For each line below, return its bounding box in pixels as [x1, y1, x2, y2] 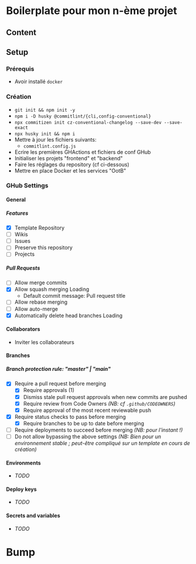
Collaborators [6, 326, 40, 333]
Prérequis [6, 64, 35, 73]
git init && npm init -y [14, 107, 75, 113]
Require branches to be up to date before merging [23, 419, 145, 427]
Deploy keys [6, 486, 37, 493]
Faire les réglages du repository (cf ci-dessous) [14, 161, 130, 168]
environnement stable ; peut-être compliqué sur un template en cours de [14, 439, 190, 446]
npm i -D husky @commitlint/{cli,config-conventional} [14, 113, 152, 119]
